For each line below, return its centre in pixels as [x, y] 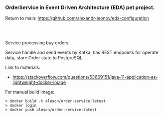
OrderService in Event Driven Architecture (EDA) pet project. [80, 7]
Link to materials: [23, 67]
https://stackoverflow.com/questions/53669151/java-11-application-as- [85, 77]
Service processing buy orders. [37, 43]
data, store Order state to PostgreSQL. [44, 58]
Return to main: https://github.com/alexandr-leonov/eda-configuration [77, 18]
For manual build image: [30, 92]
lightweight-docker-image [39, 82]
